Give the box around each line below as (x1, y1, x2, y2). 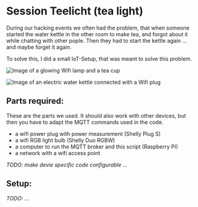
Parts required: (6, 96, 65, 106)
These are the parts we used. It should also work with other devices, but (6, 112, 186, 119)
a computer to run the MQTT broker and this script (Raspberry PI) (14, 143, 178, 150)
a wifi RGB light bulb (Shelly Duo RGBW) (14, 136, 115, 144)
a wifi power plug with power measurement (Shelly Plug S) (14, 130, 161, 137)
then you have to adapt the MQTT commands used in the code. (6, 118, 164, 126)
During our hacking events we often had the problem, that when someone (6, 24, 190, 31)
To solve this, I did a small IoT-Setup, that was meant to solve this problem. (6, 55, 192, 62)
